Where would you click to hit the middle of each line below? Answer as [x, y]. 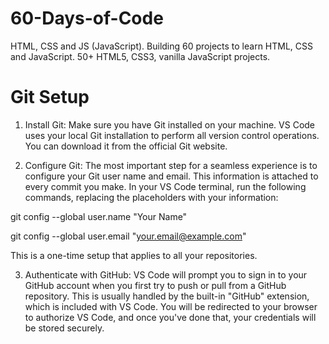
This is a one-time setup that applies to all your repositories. [134, 255]
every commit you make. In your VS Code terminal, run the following [165, 186]
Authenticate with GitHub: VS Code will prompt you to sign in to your [166, 274]
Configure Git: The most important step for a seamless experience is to [171, 165]
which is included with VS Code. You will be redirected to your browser [171, 306]
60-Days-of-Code [87, 18]
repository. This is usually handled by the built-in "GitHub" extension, [167, 296]
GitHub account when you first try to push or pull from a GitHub [155, 285]
